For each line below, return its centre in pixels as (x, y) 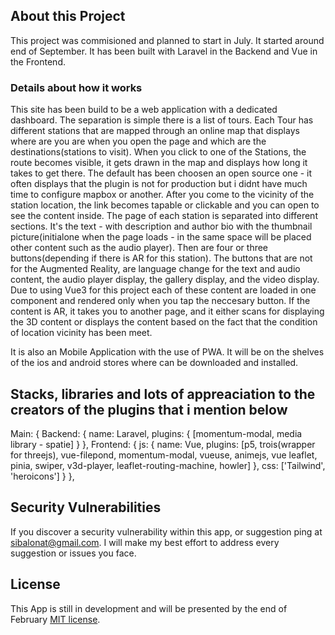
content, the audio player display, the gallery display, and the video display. (165, 280)
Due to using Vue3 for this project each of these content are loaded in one (163, 290)
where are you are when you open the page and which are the (138, 141)
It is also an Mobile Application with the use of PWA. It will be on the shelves (167, 352)
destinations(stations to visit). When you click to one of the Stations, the (158, 152)
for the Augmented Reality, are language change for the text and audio (155, 269)
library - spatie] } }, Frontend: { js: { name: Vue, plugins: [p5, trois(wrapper (163, 444)
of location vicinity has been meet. (81, 333)
